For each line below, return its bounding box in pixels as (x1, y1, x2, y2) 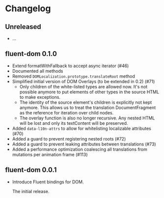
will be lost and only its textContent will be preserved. (19, 120, 128, 126)
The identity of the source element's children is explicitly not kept (19, 99, 152, 105)
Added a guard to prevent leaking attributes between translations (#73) (12, 141, 156, 147)
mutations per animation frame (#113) (12, 151, 88, 157)
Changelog (5, 3, 51, 14)
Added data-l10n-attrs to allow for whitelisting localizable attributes (12, 125, 151, 131)
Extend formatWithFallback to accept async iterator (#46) (12, 62, 129, 69)
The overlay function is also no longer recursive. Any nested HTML (19, 115, 155, 121)
